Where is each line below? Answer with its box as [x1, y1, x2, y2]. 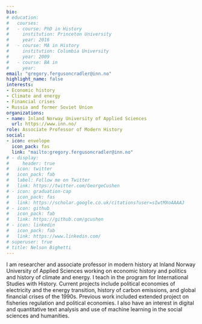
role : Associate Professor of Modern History [6, 127, 122, 133]
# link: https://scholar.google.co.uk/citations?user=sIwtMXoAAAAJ [6, 200, 185, 206]
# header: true [6, 160, 55, 167]
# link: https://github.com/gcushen [6, 217, 104, 223]
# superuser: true [6, 239, 52, 245]
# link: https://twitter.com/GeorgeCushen [6, 183, 120, 189]
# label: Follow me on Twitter [6, 177, 90, 183]
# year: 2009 [6, 54, 50, 60]
